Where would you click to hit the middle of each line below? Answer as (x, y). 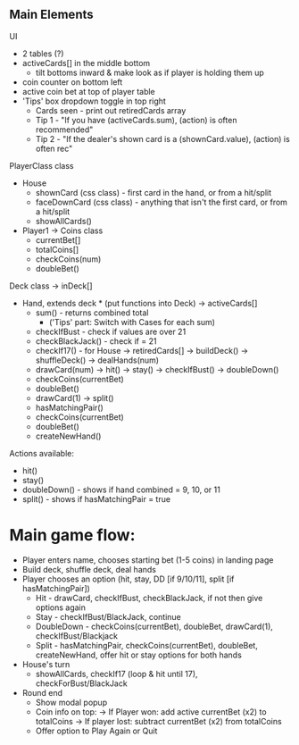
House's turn (46, 664)
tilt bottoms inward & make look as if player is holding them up (150, 72)
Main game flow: (72, 535)
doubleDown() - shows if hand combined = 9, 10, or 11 (121, 490)
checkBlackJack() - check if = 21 (96, 341)
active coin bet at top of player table (89, 91)
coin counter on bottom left (72, 82)
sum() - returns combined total (92, 313)
